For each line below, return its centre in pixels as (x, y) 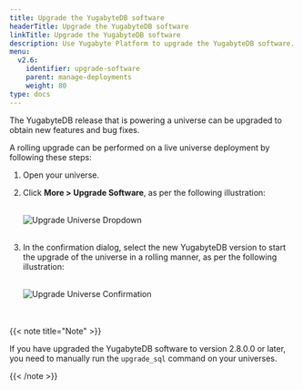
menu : (20, 52)
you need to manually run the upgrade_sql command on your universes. (143, 358)
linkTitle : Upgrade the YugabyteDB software (95, 35)
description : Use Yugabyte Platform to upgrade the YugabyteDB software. (152, 43)
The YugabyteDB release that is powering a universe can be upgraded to (146, 120)
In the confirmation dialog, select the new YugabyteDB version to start (154, 247)
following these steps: (51, 157)
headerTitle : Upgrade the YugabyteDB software (99, 26)
